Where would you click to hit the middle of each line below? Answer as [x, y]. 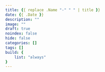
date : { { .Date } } [24, 15]
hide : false [18, 39]
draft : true [18, 29]
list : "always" [30, 57]
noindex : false [21, 33]
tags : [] [14, 48]
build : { [14, 52]
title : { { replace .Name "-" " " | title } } [53, 10]
